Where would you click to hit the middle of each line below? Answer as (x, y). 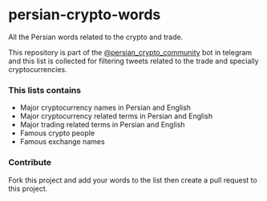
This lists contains (45, 90)
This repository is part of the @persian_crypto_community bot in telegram (130, 52)
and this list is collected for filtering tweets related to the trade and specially (133, 61)
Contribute (30, 163)
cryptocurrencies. (38, 69)
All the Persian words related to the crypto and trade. (96, 37)
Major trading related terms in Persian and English (103, 125)
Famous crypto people (57, 133)
